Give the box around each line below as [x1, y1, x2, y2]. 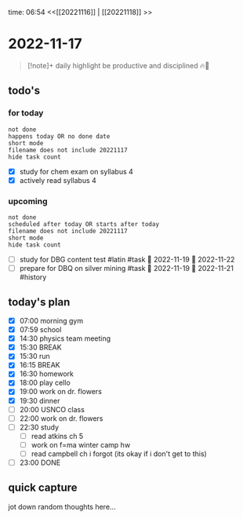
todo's [8, 84, 41, 97]
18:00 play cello [19, 378, 71, 388]
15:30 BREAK [19, 342, 62, 353]
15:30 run [19, 352, 51, 361]
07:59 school [19, 325, 62, 334]
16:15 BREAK [19, 360, 60, 370]
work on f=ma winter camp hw [31, 440, 131, 449]
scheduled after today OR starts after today [8, 221, 159, 228]
